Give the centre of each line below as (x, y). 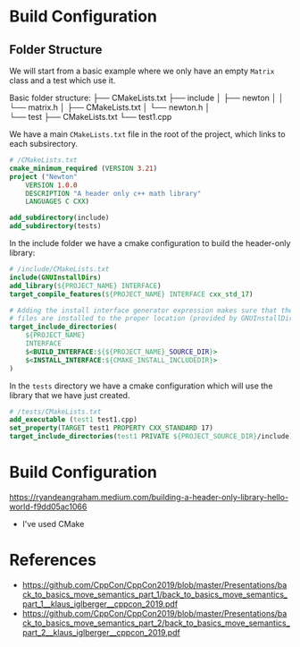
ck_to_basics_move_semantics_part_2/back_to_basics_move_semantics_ (156, 623)
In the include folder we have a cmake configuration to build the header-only (150, 243)
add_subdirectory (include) (59, 218)
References (53, 560)
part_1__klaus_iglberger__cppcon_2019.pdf (100, 604)
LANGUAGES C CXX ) (58, 202)
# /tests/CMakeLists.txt (55, 412)
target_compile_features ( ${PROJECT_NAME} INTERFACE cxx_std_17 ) (131, 294)
